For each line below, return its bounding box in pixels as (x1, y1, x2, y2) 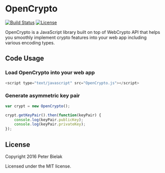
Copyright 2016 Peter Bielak (5, 153, 63, 160)
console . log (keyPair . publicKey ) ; (14, 117, 84, 122)
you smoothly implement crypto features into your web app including (5, 34, 147, 40)
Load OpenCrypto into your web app (5, 69, 95, 76)
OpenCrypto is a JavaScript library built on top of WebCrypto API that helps (5, 29, 161, 35)
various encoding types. (5, 39, 55, 45)
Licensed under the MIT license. (5, 163, 71, 169)
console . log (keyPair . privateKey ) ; (14, 122, 86, 127)
